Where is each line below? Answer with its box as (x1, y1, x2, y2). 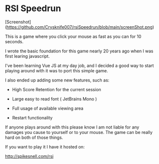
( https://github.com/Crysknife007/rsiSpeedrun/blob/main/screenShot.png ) (5, 24, 154, 30)
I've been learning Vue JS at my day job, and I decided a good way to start (5, 63, 154, 68)
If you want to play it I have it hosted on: (5, 144, 85, 149)
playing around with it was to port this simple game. (5, 67, 108, 73)
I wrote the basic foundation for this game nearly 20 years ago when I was (5, 48, 154, 54)
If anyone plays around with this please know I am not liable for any (5, 124, 140, 130)
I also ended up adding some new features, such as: (5, 77, 110, 83)
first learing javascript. (5, 53, 50, 59)
